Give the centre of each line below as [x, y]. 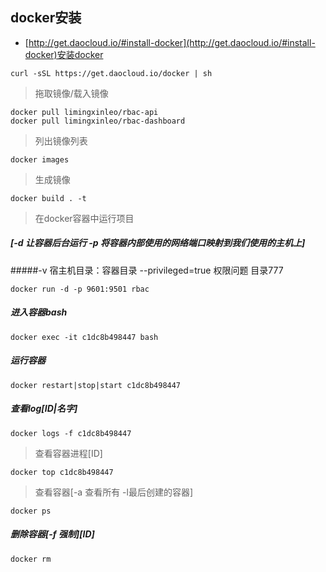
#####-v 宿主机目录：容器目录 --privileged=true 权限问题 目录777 [147, 270]
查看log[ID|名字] [44, 409]
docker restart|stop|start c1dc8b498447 [96, 385]
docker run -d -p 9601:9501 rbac [80, 289]
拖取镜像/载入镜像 [71, 93]
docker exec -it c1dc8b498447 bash [84, 337]
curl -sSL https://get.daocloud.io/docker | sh [111, 73]
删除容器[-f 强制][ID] [52, 534]
